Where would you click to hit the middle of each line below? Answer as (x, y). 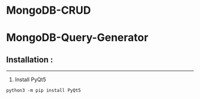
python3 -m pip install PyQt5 (44, 91)
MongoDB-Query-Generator (77, 38)
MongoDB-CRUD (49, 10)
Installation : (30, 59)
